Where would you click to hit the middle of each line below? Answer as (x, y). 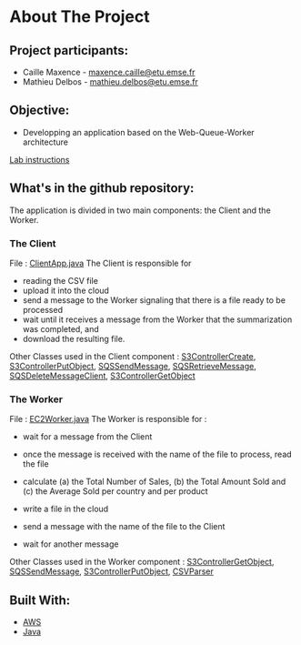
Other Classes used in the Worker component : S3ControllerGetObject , (142, 562)
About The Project (80, 17)
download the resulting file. (74, 338)
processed (43, 309)
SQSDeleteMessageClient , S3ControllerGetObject (102, 376)
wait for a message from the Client (87, 437)
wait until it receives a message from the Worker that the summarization (157, 319)
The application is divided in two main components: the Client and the (140, 210)
